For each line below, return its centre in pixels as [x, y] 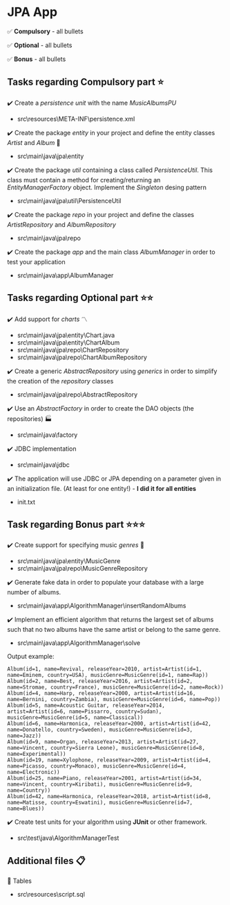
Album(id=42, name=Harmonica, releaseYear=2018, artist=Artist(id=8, [109, 797]
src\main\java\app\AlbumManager [65, 275]
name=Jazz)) [24, 736]
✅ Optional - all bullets [40, 45]
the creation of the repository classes [60, 381]
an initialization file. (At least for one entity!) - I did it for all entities [102, 488]
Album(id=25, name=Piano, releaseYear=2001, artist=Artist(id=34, [105, 778]
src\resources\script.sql [51, 895]
